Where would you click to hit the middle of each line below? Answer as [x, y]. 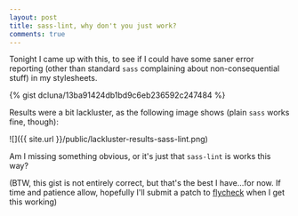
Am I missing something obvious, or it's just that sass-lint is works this [140, 156]
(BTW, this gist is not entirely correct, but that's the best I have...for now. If [145, 183]
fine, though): [34, 122]
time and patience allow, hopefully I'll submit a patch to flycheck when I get [147, 193]
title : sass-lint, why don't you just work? [93, 26]
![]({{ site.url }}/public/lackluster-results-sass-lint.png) [109, 140]
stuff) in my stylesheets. [53, 78]
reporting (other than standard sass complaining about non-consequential [145, 68]
